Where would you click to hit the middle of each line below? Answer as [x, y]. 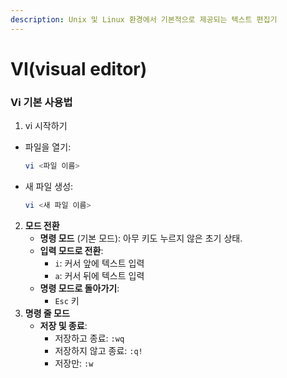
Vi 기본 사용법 [41, 102]
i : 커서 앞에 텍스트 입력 [99, 263]
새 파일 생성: [49, 186]
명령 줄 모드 [47, 313]
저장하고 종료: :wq [89, 338]
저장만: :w [74, 363]
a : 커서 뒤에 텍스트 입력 [99, 275]
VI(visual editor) [79, 68]
